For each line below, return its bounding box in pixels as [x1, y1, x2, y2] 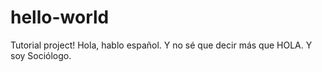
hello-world [10, 6, 110, 29]
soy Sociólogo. [10, 49, 72, 61]
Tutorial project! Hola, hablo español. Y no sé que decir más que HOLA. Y [10, 39, 313, 51]
